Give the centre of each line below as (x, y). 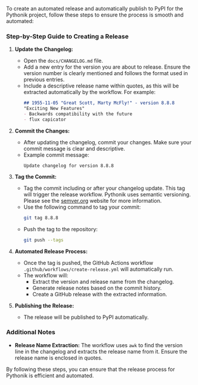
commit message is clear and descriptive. (74, 148)
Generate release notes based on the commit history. (97, 288)
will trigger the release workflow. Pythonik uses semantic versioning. (107, 194)
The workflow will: (46, 275)
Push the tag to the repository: (61, 229)
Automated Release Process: (51, 251)
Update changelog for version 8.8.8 (69, 166)
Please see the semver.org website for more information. (92, 200)
